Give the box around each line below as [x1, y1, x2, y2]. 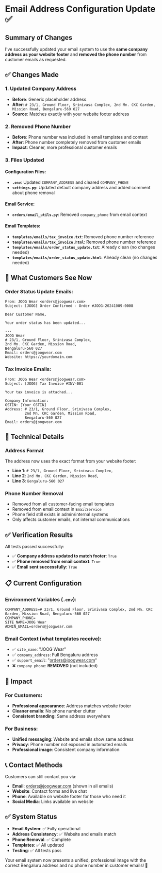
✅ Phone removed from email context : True [12, 558, 101, 565]
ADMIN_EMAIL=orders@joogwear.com [5, 624, 73, 629]
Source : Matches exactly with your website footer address [12, 111, 130, 117]
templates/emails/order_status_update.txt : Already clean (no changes [12, 244, 155, 250]
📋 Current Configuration [5, 579, 82, 587]
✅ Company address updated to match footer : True [12, 553, 117, 559]
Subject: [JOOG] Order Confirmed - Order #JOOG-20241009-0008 [5, 303, 133, 308]
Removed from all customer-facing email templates [12, 501, 114, 507]
